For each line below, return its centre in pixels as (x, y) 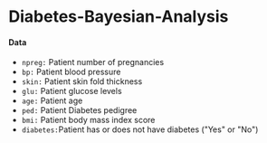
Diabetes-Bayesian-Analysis (119, 17)
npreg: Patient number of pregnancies (93, 62)
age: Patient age (52, 100)
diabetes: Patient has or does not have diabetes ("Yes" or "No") (140, 129)
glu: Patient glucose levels (72, 91)
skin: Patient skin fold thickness (82, 81)
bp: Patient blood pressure (71, 72)
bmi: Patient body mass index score (88, 120)
